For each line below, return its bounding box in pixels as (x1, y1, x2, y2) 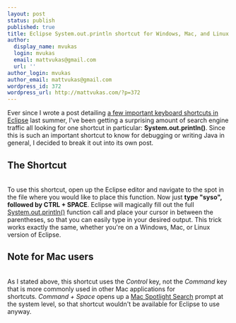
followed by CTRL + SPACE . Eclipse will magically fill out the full (7, 200, 194, 209)
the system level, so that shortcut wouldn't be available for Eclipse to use (7, 300, 220, 308)
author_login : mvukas (7, 69, 71, 76)
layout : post (7, 10, 46, 18)
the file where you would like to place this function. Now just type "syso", (7, 192, 223, 201)
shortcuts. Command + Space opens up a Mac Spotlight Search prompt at (7, 292, 224, 300)
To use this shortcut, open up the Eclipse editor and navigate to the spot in (7, 185, 225, 194)
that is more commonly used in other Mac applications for (7, 284, 175, 293)
